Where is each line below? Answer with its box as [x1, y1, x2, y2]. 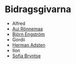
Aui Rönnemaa [12, 25, 43, 31]
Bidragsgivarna [5, 4, 71, 15]
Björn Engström [12, 31, 45, 37]
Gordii [12, 37, 26, 43]
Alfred [12, 20, 26, 26]
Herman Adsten [12, 42, 45, 48]
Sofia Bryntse [12, 52, 41, 59]
